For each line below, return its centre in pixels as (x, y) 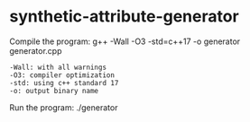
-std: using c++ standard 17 (64, 83)
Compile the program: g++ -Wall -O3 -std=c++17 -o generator (125, 41)
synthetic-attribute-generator (124, 17)
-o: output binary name (54, 91)
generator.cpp (36, 50)
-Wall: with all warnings (58, 67)
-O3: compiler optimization (62, 75)
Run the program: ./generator (64, 107)
